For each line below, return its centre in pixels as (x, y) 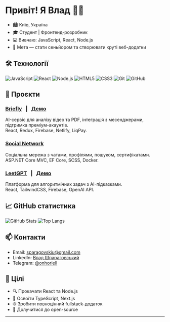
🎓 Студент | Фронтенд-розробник (50, 32)
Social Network (25, 144)
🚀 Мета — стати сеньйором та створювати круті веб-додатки (79, 47)
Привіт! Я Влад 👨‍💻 (45, 10)
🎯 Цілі (15, 279)
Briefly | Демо (26, 109)
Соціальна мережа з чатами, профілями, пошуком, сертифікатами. (78, 154)
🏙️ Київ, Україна (30, 24)
